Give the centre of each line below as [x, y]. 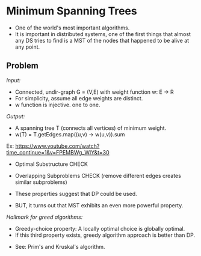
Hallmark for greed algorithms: [45, 217]
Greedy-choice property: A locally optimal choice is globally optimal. [100, 228]
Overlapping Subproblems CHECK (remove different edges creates [98, 175]
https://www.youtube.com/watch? [57, 146]
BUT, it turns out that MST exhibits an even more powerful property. [99, 205]
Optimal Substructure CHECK [51, 164]
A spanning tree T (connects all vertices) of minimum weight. [91, 128]
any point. [27, 47]
